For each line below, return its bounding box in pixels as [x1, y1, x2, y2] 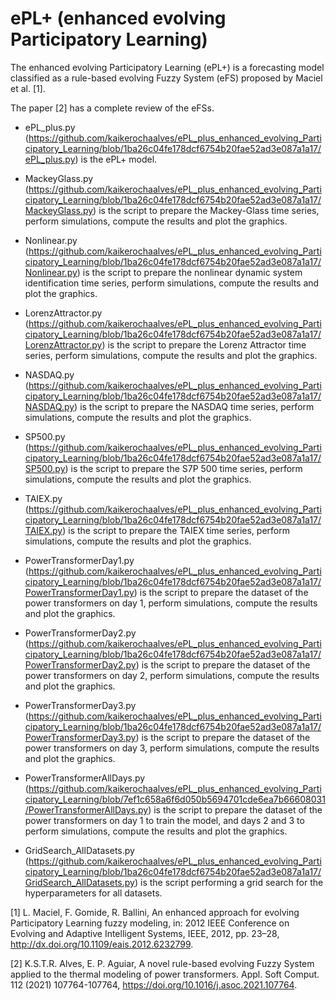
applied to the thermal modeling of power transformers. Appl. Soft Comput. [10, 968, 320, 980]
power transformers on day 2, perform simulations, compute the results [24, 669, 320, 681]
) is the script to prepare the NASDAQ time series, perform [74, 400, 315, 412]
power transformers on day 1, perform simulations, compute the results [24, 597, 318, 609]
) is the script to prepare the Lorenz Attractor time [101, 338, 307, 351]
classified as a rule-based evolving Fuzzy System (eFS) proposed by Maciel [10, 72, 323, 84]
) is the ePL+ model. [74, 153, 158, 165]
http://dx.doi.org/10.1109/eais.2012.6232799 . [10, 938, 194, 950]
